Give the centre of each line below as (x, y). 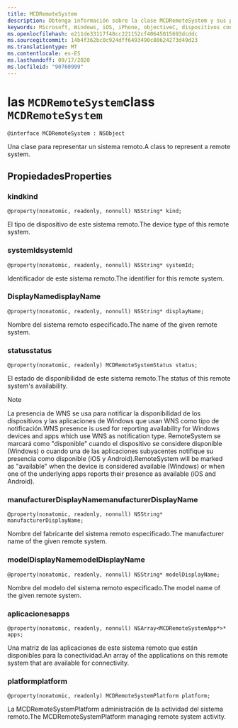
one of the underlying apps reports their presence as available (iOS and (112, 474)
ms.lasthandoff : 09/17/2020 (49, 60)
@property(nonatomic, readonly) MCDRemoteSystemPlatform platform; (109, 696)
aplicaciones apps (39, 614)
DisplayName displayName (54, 297)
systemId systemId (40, 251)
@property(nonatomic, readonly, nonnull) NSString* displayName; (106, 311)
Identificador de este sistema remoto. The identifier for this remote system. (116, 278)
